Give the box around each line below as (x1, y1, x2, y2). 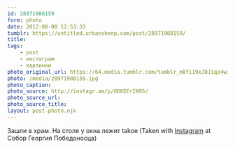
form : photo (7, 17, 42, 24)
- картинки (20, 62, 52, 69)
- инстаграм (20, 56, 55, 63)
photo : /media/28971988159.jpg (7, 74, 99, 82)
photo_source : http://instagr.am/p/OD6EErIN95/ (7, 88, 149, 95)
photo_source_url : (7, 95, 61, 102)
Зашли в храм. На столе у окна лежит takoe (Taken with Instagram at (7, 126, 211, 134)
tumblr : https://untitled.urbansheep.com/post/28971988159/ (7, 29, 187, 37)
